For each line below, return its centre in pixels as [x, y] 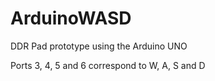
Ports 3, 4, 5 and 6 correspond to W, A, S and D [108, 65]
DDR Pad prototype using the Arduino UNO [99, 46]
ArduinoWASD [71, 18]
